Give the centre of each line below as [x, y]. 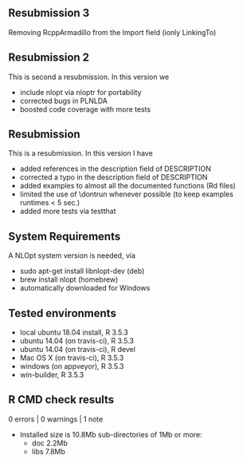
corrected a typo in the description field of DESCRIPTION [114, 177]
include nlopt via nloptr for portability [80, 92]
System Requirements [65, 236]
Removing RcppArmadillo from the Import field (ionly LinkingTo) [112, 32]
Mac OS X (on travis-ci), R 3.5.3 [72, 358]
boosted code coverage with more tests [85, 109]
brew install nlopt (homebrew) [69, 279]
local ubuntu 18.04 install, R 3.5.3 [74, 332]
